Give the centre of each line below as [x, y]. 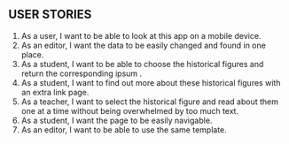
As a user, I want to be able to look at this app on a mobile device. [141, 35]
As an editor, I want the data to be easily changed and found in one [144, 45]
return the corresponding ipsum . [82, 73]
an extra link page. [55, 92]
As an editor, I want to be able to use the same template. [124, 129]
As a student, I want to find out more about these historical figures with [151, 82]
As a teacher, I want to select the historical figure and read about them [149, 102]
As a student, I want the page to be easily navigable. [117, 120]
